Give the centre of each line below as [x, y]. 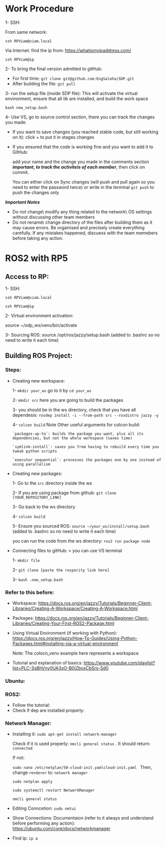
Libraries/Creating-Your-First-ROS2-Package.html [63, 623]
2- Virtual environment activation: [39, 315]
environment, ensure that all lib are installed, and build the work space [77, 98]
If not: [18, 758]
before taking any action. [38, 238]
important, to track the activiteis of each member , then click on [79, 167]
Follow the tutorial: [31, 705]
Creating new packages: [37, 473]
